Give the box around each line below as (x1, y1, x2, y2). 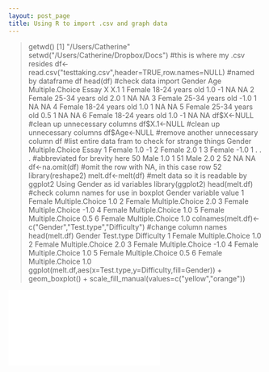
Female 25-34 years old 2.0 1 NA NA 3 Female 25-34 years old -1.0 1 (27, 93, 257, 103)
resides (27, 58, 53, 69)
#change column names (146, 222, 228, 231)
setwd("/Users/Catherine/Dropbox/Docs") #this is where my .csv (27, 50, 245, 60)
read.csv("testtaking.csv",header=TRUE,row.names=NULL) (27, 67, 225, 77)
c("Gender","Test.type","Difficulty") (27, 222, 145, 231)
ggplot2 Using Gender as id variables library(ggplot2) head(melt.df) (27, 179, 254, 188)
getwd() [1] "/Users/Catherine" (27, 41, 131, 51)
